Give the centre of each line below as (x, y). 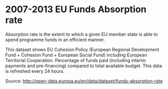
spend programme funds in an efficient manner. (55, 40)
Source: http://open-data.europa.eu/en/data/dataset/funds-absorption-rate (84, 81)
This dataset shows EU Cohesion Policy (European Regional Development (82, 49)
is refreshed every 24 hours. (35, 71)
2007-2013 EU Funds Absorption (76, 9)
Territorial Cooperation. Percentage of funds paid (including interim (76, 60)
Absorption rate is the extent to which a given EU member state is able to (82, 34)
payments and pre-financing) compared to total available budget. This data (84, 66)
